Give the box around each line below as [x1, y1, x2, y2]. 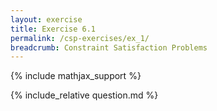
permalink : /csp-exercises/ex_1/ [10, 33, 150, 43]
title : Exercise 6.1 [10, 24, 97, 34]
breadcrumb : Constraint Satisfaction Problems [10, 42, 208, 53]
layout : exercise [10, 14, 83, 25]
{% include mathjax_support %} [10, 70, 142, 82]
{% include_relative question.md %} [10, 89, 159, 101]
